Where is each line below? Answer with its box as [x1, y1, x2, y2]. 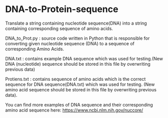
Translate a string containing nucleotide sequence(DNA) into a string [5, 20, 147, 26]
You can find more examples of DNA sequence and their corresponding [5, 101, 153, 107]
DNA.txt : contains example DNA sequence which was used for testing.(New [5, 55, 163, 61]
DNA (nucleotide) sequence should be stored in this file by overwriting [5, 61, 150, 67]
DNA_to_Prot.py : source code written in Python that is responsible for [5, 35, 150, 41]
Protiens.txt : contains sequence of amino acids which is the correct [5, 76, 146, 82]
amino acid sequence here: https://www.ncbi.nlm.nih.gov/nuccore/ [5, 107, 143, 113]
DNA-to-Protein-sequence [5, 4, 119, 15]
